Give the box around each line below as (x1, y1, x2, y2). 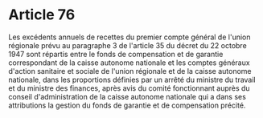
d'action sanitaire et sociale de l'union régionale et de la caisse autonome (8, 66, 252, 75)
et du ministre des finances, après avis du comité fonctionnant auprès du (8, 83, 251, 93)
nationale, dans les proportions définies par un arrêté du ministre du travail (8, 75, 256, 84)
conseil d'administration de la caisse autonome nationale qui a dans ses (8, 92, 247, 101)
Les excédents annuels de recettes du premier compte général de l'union (8, 32, 251, 42)
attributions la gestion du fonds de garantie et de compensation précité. (8, 100, 246, 110)
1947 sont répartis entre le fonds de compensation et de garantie (8, 49, 224, 59)
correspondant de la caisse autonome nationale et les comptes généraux (8, 58, 251, 67)
